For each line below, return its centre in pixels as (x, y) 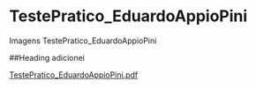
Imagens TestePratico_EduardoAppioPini (83, 41)
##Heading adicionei (47, 57)
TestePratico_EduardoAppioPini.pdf (74, 74)
